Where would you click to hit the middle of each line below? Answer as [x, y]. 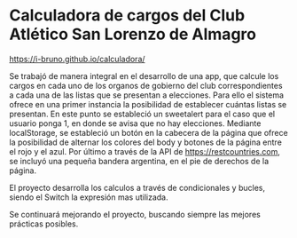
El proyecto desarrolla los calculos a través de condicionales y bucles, [137, 187]
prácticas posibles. [44, 224]
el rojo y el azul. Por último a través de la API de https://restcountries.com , [145, 151]
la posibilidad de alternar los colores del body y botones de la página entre [145, 142]
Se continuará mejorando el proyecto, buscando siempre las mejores [135, 214]
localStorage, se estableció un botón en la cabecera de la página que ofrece [148, 132]
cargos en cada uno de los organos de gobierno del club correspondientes [146, 85]
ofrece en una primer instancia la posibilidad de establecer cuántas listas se [148, 104]
